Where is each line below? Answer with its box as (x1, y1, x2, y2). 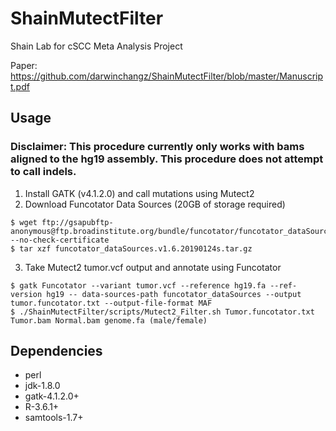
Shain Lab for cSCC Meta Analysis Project (10, 40, 183, 52)
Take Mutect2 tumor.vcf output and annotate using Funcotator (24, 261, 282, 273)
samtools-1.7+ (24, 412, 84, 424)
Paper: (10, 59, 38, 71)
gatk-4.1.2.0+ (24, 390, 80, 402)
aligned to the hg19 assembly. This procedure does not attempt (10, 152, 324, 166)
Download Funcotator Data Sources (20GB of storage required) (24, 198, 286, 210)
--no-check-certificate (10, 235, 110, 245)
